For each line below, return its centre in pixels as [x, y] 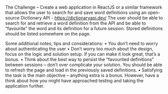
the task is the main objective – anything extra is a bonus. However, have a [82, 75]
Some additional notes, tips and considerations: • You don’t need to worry [81, 43]
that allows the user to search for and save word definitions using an [76, 12]
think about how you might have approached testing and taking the [74, 80]
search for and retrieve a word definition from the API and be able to [76, 23]
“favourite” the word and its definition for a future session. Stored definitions [84, 28]
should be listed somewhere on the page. [48, 34]
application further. [25, 86]
